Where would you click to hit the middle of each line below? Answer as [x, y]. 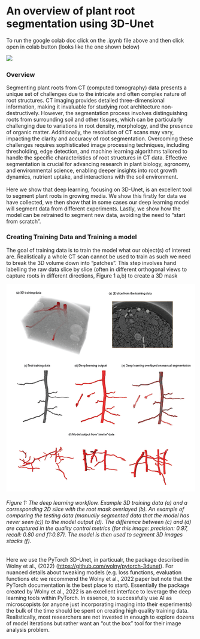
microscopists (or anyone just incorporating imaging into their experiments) [99, 604]
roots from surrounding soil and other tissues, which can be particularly [95, 120]
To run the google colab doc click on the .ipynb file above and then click [95, 40]
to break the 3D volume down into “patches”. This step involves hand [91, 263]
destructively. [23, 113]
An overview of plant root [71, 11]
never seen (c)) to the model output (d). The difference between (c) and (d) [99, 522]
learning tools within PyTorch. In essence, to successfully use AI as [89, 598]
